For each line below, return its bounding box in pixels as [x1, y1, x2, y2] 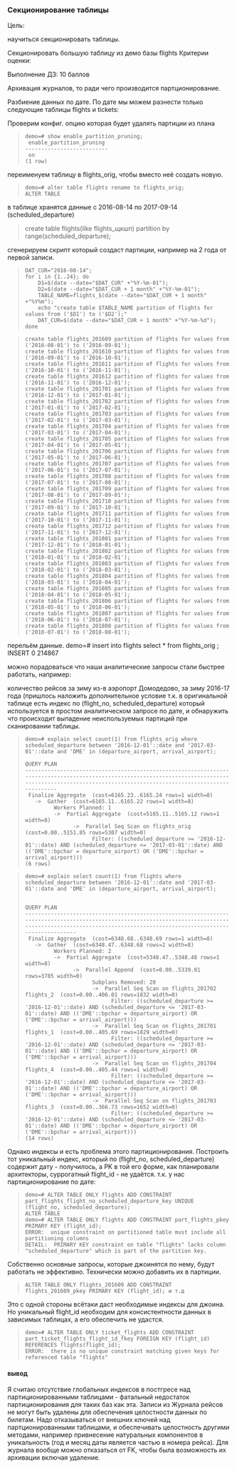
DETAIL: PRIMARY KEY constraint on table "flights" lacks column [24, 1242, 226, 1249]
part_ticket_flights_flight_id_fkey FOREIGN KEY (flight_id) [24, 1335, 211, 1343]
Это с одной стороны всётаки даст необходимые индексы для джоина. [7, 1300, 226, 1309]
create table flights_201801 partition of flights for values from [24, 535, 229, 542]
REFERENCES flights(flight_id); [24, 1341, 121, 1349]
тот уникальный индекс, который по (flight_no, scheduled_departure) [7, 1155, 215, 1163]
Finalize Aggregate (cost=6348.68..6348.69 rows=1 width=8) [28, 935, 214, 942]
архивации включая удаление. [7, 1453, 101, 1462]
